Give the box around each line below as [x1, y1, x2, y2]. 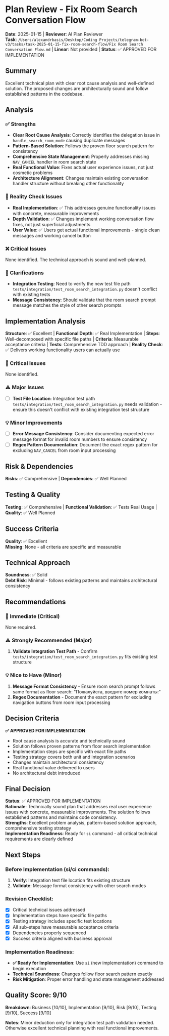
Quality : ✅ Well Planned [5, 510, 55, 516]
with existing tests [12, 292, 50, 298]
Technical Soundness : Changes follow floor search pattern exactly [12, 971, 153, 977]
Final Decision [5, 784, 51, 793]
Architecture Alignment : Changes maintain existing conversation [12, 175, 149, 181]
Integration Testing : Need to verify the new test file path [12, 281, 131, 287]
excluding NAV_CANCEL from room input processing [12, 447, 116, 453]
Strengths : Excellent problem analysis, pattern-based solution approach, [5, 820, 157, 826]
